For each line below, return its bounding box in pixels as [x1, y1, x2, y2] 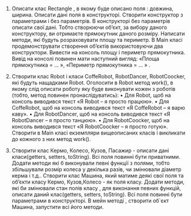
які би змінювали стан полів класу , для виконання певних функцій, [11, 185, 181, 191]
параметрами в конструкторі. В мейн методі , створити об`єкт [11, 197, 169, 204]
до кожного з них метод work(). [11, 136, 91, 142]
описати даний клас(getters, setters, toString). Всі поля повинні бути [11, 191, 183, 198]
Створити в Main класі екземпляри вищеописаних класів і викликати [11, 129, 186, 136]
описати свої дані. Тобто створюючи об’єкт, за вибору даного [11, 24, 167, 31]
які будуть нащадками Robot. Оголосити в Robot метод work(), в [11, 79, 173, 86]
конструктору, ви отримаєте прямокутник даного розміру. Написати [11, 30, 185, 37]
